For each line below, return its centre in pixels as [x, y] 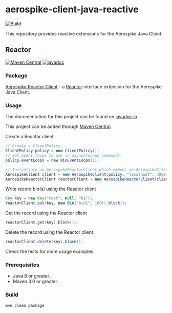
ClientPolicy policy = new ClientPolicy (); [52, 151]
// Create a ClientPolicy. [34, 146]
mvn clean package [25, 305]
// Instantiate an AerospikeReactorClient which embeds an [70, 170]
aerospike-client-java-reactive [72, 10]
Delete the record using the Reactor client [49, 232]
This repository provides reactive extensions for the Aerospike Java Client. [84, 33]
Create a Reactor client [29, 137]
